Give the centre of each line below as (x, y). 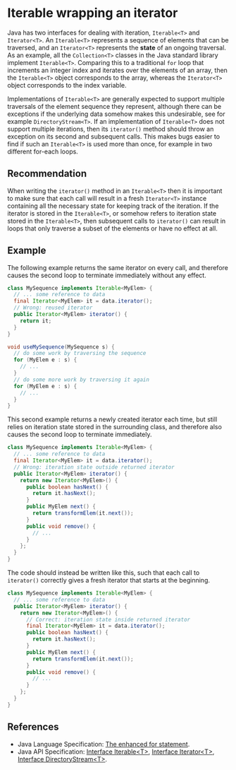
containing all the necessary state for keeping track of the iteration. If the (113, 206)
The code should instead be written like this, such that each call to (104, 573)
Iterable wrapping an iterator (93, 13)
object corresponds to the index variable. (67, 85)
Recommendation (47, 174)
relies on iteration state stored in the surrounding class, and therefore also (114, 427)
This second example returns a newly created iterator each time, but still (112, 419)
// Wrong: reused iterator (53, 308)
